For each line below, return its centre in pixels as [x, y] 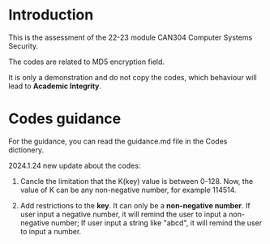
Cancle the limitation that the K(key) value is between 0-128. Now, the [137, 181]
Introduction [51, 15]
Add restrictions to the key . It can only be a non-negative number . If [135, 205]
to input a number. [51, 231]
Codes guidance [65, 119]
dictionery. [26, 150]
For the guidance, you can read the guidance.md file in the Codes [118, 141]
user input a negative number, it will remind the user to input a [123, 214]
